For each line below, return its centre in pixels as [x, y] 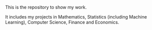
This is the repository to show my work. [46, 7]
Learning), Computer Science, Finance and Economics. [62, 22]
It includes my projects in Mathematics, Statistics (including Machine [76, 17]
